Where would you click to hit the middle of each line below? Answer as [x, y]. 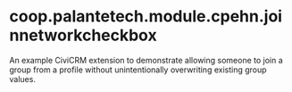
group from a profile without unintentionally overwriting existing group [138, 70]
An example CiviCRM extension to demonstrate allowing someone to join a [146, 60]
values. [22, 79]
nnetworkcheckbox [83, 35]
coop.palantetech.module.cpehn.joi [146, 17]
